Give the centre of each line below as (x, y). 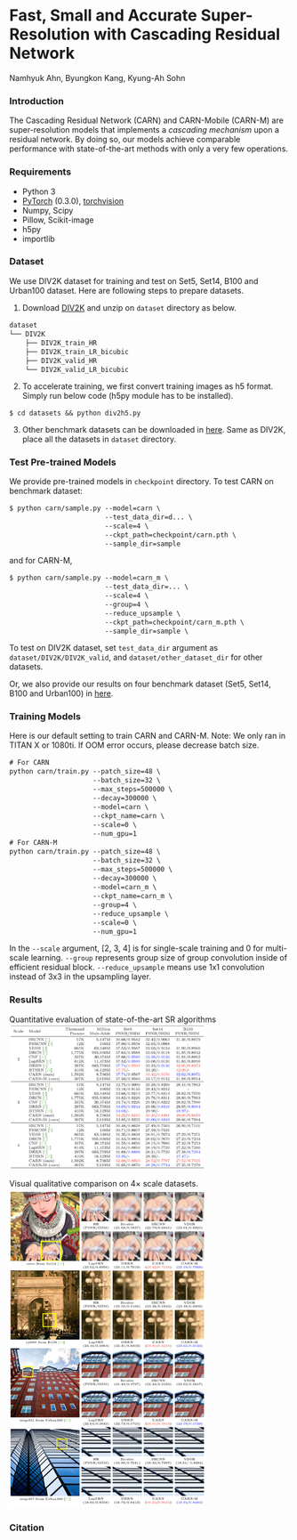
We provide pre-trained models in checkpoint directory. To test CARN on (141, 482)
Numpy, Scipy (48, 210)
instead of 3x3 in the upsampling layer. (80, 977)
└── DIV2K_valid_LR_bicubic (77, 369)
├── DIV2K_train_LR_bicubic (77, 352)
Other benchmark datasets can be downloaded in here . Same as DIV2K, (154, 429)
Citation (27, 1528)
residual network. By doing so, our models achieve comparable (125, 140)
